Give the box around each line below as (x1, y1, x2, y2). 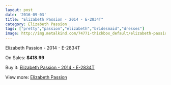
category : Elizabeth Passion (5, 21, 67, 27)
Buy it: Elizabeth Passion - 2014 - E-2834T (5, 64, 95, 70)
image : (5, 31, 19, 36)
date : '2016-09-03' (5, 12, 47, 17)
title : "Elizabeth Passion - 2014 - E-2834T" (5, 17, 103, 22)
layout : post (5, 7, 33, 13)
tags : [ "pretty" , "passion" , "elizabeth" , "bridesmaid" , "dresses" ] (5, 26, 145, 31)
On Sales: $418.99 (5, 55, 45, 61)
